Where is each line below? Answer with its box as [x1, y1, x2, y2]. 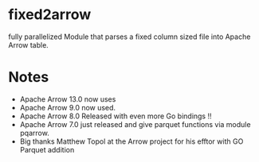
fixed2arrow [8, 6, 92, 24]
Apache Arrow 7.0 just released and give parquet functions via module [19, 119, 251, 129]
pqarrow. [19, 128, 49, 137]
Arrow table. [8, 40, 49, 49]
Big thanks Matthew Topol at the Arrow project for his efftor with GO [19, 137, 244, 146]
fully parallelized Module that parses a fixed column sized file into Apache [8, 32, 251, 41]
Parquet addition [19, 145, 75, 154]
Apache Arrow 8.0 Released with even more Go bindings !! [19, 111, 213, 121]
